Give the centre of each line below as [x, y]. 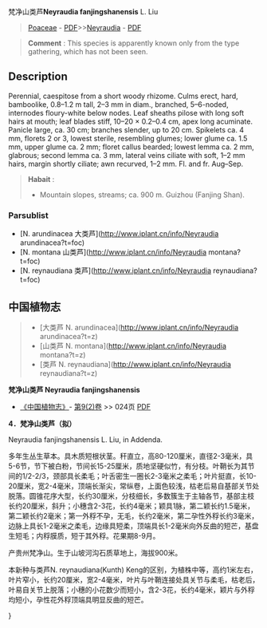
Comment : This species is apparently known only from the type [133, 43]
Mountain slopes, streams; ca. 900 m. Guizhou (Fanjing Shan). [142, 195]
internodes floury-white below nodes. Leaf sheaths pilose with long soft [126, 113]
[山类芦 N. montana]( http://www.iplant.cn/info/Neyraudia [133, 346]
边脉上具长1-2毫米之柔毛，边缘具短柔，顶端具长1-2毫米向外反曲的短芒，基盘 [133, 526]
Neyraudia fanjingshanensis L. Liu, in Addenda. [86, 439]
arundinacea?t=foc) [52, 243]
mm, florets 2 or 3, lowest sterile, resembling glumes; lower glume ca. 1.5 [128, 138]
